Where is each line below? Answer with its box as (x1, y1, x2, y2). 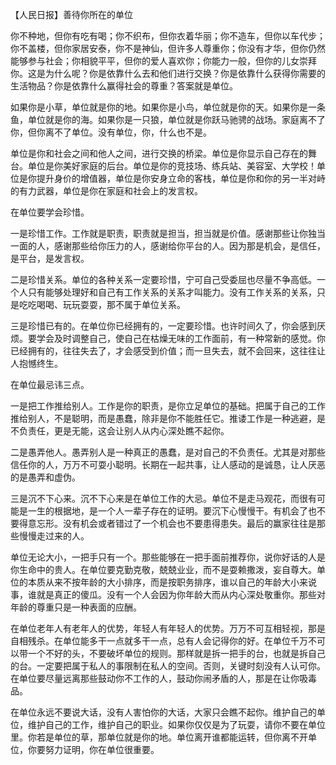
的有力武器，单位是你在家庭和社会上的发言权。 (10, 185, 203, 197)
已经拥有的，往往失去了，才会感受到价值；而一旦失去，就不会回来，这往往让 (10, 345, 326, 357)
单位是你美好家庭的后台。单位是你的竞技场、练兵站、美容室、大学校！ (27, 160, 317, 172)
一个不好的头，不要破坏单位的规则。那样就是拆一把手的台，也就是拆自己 (27, 648, 326, 659)
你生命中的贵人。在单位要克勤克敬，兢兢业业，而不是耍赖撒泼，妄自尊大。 (10, 564, 317, 575)
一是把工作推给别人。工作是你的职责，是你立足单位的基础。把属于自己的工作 (10, 400, 326, 412)
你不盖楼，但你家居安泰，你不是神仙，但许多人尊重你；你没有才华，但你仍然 (10, 43, 326, 54)
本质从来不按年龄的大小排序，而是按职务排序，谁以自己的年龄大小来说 (27, 576, 317, 588)
